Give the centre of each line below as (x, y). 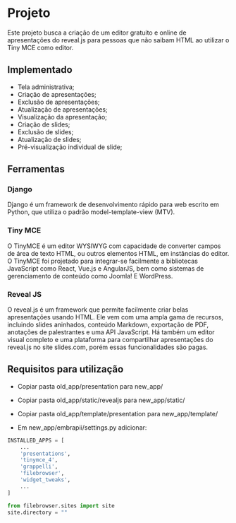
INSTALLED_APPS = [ (36, 440)
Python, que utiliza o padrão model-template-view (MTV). (91, 212)
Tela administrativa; (46, 87)
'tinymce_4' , (39, 460)
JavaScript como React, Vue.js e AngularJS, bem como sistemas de (106, 268)
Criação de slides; (44, 124)
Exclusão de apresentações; (58, 102)
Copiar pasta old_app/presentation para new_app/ (90, 386)
